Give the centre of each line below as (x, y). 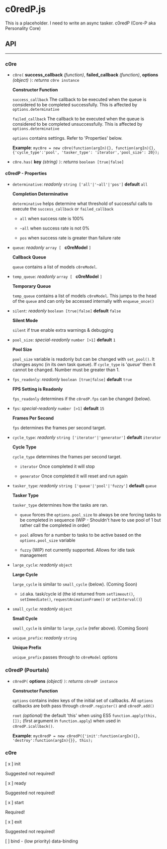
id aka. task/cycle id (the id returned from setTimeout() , (77, 594)
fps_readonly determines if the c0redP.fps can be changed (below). (82, 399)
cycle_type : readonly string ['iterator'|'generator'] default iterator (87, 437)
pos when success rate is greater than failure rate (70, 238)
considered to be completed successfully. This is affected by (75, 105)
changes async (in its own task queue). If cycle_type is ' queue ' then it (84, 365)
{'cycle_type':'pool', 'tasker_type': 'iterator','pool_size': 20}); (86, 153)
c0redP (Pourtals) (27, 670)
